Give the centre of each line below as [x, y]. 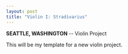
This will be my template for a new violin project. [64, 45]
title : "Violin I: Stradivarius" [47, 17]
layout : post [22, 11]
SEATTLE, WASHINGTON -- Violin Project [56, 33]
